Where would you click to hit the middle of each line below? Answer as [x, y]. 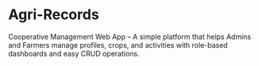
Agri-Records [54, 15]
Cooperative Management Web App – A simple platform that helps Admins [130, 37]
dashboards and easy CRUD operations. [74, 53]
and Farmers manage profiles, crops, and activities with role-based [118, 45]
